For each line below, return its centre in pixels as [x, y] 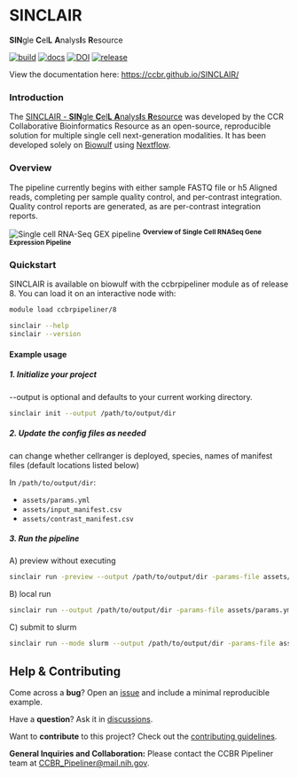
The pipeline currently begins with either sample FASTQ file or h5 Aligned [143, 187]
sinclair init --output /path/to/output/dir [93, 413]
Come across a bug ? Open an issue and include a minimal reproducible [140, 692]
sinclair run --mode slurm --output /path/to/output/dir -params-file [142, 644]
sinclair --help [39, 326]
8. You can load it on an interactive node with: [93, 294]
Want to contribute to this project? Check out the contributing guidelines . [143, 736]
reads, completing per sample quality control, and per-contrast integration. [145, 197]
